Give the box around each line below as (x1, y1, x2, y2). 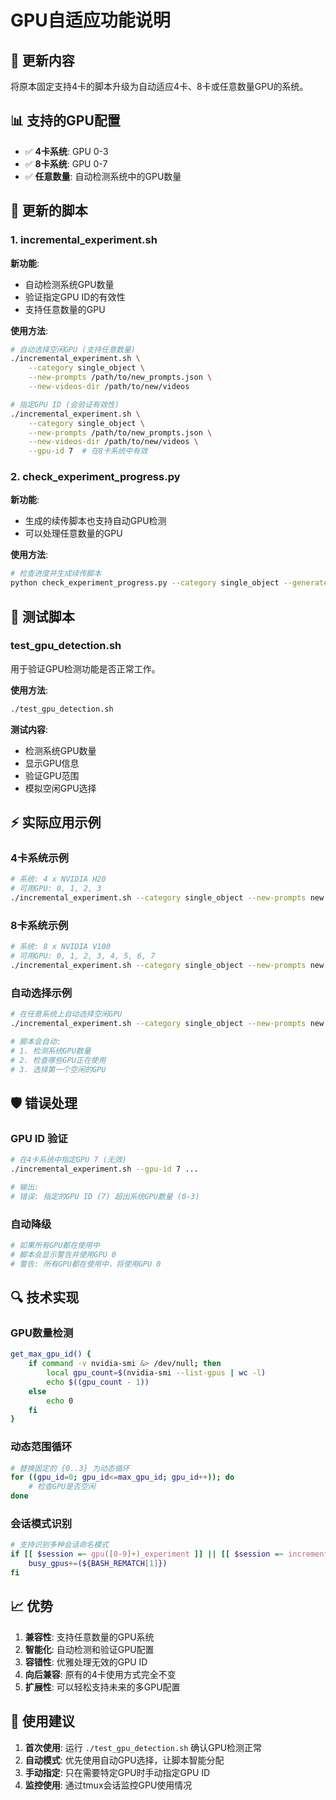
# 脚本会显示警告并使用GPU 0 (10, 1249, 117, 1260)
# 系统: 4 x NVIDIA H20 (10, 874, 107, 885)
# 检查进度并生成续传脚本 (10, 569, 102, 579)
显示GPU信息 (24, 757, 80, 769)
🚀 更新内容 (10, 52, 75, 69)
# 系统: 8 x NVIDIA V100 (10, 942, 111, 952)
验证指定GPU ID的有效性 (24, 291, 126, 303)
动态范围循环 (10, 1440, 73, 1454)
